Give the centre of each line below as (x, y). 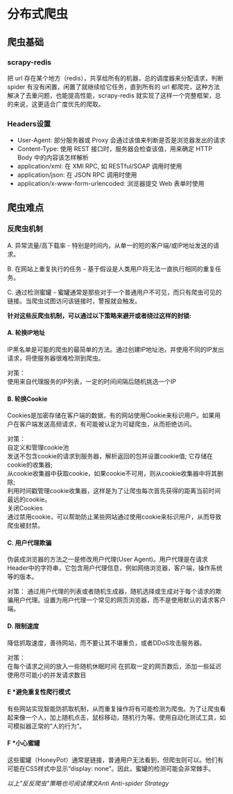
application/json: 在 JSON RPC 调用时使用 (77, 175)
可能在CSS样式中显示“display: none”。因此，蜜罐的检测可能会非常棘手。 (111, 769)
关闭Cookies (25, 508)
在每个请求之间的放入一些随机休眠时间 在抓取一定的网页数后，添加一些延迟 (114, 666)
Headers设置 (29, 123)
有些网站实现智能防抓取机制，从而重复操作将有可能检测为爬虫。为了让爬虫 (113, 709)
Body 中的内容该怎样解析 (53, 157)
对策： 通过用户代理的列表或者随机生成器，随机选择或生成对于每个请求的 (111, 592)
